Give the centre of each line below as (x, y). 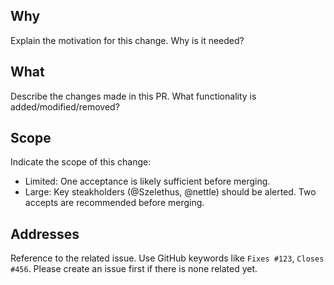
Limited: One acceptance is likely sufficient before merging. (147, 181)
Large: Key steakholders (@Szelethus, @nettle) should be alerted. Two (170, 192)
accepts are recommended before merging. (114, 203)
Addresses (45, 234)
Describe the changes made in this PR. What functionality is (133, 96)
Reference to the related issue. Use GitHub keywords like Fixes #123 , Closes (167, 258)
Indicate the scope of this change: (81, 162)
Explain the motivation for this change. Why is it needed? (127, 40)
